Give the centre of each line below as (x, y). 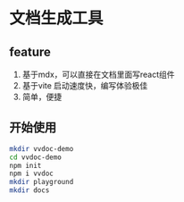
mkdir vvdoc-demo (42, 148)
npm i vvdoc (31, 174)
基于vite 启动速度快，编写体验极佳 (85, 85)
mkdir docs (29, 190)
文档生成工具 (57, 18)
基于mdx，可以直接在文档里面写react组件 (99, 74)
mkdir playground (42, 182)
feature (30, 51)
